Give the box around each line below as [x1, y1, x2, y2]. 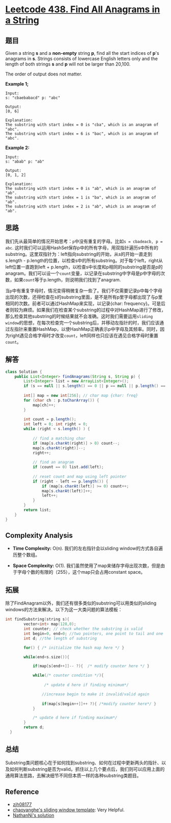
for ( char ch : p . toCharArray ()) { [23, 397, 100, 403]
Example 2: [5, 145, 30, 151]
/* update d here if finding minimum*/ [44, 683, 129, 688]
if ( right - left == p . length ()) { [32, 478, 109, 484]
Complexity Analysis [5, 531, 73, 540]
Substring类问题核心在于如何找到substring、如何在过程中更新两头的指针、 [5, 759, 162, 766]
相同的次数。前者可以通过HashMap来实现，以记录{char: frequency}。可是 [5, 300, 161, 306]
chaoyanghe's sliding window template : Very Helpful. [12, 807, 125, 813]
